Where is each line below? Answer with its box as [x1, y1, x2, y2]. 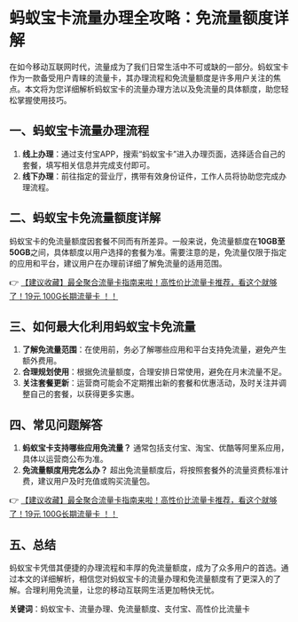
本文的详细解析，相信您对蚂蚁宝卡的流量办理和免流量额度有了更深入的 [16, 574, 273, 584]
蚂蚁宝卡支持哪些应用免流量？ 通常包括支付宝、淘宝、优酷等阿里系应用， [21, 443, 289, 453]
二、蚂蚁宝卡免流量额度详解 [9, 211, 161, 226]
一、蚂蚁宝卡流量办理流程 [9, 124, 149, 139]
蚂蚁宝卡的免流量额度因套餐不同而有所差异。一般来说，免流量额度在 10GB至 [9, 235, 286, 246]
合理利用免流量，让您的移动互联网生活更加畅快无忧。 [24, 585, 219, 595]
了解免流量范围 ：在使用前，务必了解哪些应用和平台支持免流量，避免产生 [21, 344, 286, 355]
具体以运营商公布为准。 [21, 454, 108, 465]
